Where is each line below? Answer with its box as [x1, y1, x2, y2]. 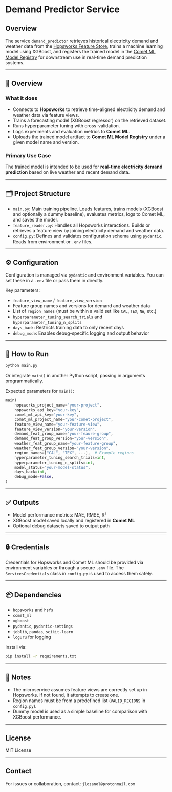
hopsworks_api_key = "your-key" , [14, 408, 81, 413]
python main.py [5, 363, 38, 369]
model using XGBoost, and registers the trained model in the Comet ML [5, 49, 156, 54]
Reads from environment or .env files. [12, 238, 93, 245]
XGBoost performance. [12, 714, 61, 720]
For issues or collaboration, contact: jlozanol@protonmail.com [5, 780, 135, 787]
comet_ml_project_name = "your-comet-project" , [14, 417, 114, 422]
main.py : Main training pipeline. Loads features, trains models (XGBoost [12, 206, 164, 212]
